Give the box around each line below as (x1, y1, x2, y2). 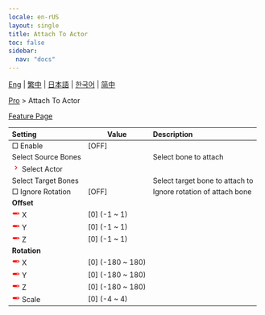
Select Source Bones (11, 152, 82, 161)
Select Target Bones (11, 176, 79, 185)
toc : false (8, 39, 45, 47)
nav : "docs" (15, 56, 56, 64)
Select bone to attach (152, 152, 224, 161)
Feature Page (8, 111, 53, 121)
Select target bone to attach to (152, 176, 254, 185)
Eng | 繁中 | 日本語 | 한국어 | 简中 (8, 80, 116, 89)
